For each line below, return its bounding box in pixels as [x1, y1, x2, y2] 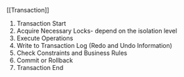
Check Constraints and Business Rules [16, 49, 128, 57]
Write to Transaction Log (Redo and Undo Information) [16, 42, 173, 49]
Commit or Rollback [16, 56, 74, 65]
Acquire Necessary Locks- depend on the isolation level [16, 27, 178, 35]
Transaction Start [16, 19, 67, 27]
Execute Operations [16, 34, 74, 42]
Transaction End [16, 64, 64, 71]
